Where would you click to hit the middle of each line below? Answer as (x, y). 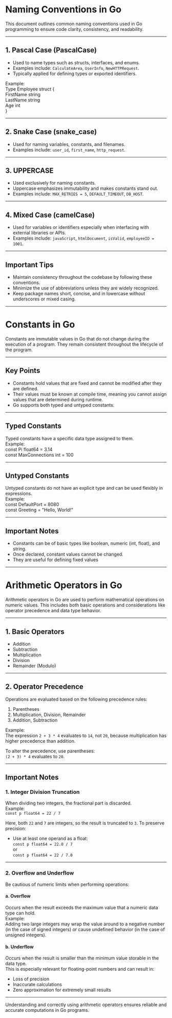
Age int (13, 105)
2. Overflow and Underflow (40, 873)
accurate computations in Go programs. (47, 1010)
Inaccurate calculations (37, 985)
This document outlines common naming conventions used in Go (74, 24)
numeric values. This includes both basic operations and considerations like (85, 605)
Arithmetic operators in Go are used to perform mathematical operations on (85, 600)
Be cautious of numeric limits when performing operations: (67, 884)
